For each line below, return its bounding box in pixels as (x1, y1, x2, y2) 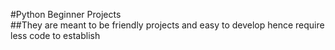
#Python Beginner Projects (10, 9, 122, 20)
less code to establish (10, 30, 101, 41)
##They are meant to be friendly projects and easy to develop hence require (10, 19, 325, 31)
